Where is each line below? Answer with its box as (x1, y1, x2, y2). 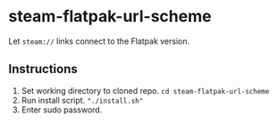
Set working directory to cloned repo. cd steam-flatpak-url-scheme (21, 85, 270, 95)
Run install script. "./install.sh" (21, 95, 144, 105)
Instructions (8, 62, 78, 77)
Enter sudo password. (21, 104, 103, 115)
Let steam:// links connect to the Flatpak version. (8, 36, 190, 46)
